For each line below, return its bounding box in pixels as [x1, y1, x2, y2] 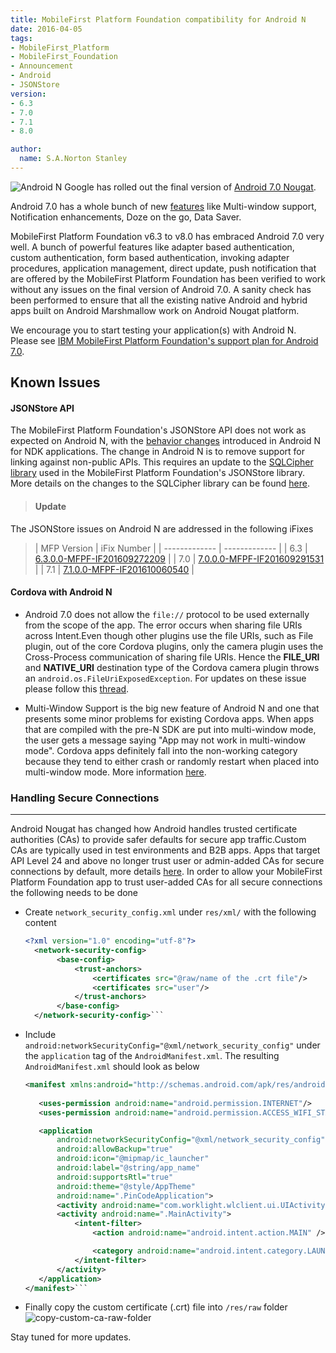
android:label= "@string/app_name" [56, 1163, 200, 1173]
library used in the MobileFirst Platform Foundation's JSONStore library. [10, 467, 306, 479]
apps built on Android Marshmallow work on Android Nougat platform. [10, 304, 300, 316]
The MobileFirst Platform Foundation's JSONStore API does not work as [10, 424, 307, 436]
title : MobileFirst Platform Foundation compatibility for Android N [10, 14, 307, 25]
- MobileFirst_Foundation [10, 52, 118, 62]
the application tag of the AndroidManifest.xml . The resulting [24, 1050, 280, 1062]
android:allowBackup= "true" [56, 1144, 174, 1155]
